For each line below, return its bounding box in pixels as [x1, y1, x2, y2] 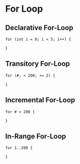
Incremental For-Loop [5, 96, 75, 104]
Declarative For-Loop [5, 23, 73, 32]
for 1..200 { [5, 146, 33, 151]
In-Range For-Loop [5, 132, 66, 141]
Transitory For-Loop [5, 60, 70, 68]
